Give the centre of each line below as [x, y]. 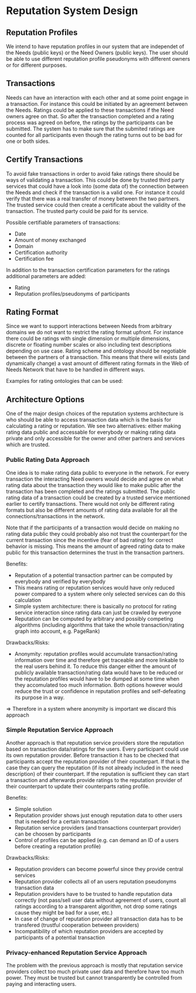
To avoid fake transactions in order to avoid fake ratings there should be [93, 173]
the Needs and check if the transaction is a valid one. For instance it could [95, 192]
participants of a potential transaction [60, 937]
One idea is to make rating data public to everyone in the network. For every [98, 472]
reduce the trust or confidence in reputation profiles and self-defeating [100, 691]
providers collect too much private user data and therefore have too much [95, 972]
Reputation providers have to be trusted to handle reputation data [93, 893]
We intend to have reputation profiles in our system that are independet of [95, 46]
